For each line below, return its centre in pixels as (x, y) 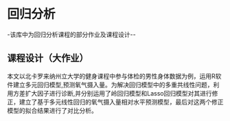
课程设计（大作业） (48, 58)
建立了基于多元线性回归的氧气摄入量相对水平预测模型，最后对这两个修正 (121, 102)
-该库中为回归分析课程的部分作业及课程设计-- (71, 34)
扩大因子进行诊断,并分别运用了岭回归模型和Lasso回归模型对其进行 (118, 93)
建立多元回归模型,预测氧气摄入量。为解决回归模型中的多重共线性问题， (113, 85)
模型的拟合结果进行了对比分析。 (52, 110)
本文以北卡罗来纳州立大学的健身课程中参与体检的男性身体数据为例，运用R (112, 76)
